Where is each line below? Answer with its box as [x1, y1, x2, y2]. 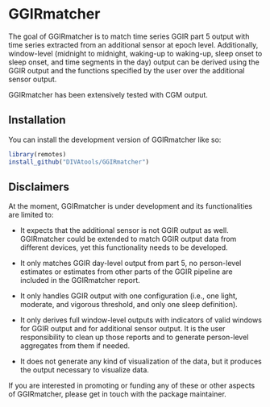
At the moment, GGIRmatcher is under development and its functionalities [8, 201, 252, 211]
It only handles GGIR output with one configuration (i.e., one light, [19, 291, 238, 301]
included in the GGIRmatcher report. [19, 276, 141, 285]
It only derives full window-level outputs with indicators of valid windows [19, 315, 262, 325]
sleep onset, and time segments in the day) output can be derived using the [8, 57, 260, 67]
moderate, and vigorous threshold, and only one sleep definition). [19, 300, 238, 309]
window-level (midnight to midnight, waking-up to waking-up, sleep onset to [8, 48, 263, 58]
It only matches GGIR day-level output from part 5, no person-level [19, 259, 242, 268]
